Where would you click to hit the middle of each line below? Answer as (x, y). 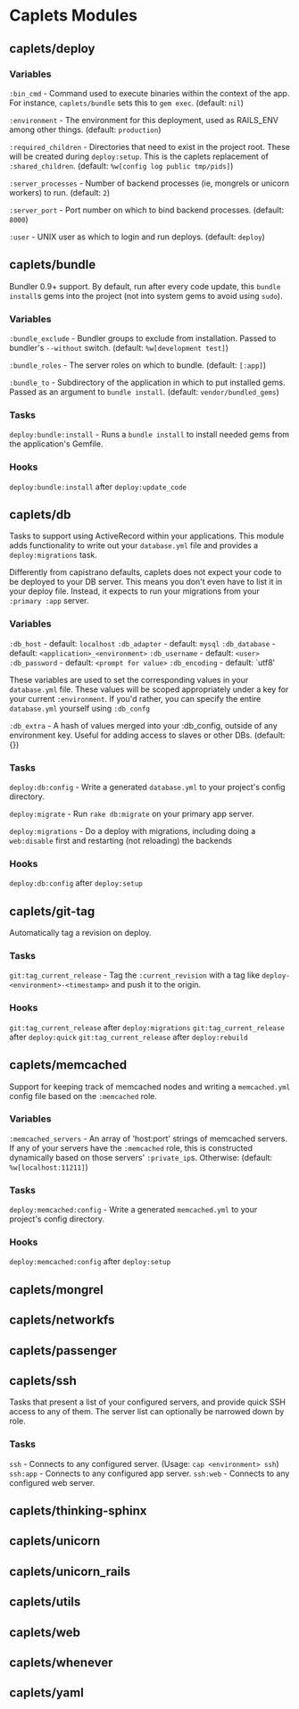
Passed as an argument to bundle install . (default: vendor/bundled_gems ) (144, 392)
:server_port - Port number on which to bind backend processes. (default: (147, 210)
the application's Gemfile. (56, 444)
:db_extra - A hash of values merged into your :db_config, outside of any (144, 725)
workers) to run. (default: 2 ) (60, 192)
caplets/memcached (68, 1065)
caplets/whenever (61, 1663)
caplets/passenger (63, 1351)
